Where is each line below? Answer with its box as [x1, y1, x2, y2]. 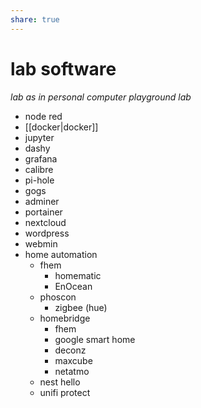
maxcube [54, 354, 93, 366]
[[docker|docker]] [24, 121, 99, 133]
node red [24, 110, 63, 122]
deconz [54, 344, 87, 356]
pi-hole [24, 174, 55, 186]
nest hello [39, 376, 81, 388]
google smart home [54, 333, 136, 345]
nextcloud [24, 216, 67, 228]
